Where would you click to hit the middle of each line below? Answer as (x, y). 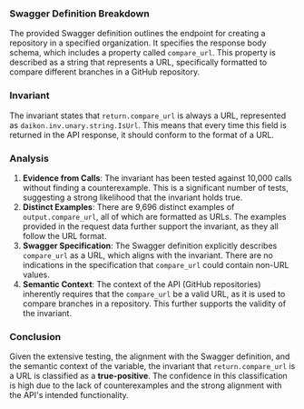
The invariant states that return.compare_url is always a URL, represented (148, 115)
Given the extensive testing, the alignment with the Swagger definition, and (150, 356)
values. (36, 274)
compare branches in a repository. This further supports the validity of (154, 304)
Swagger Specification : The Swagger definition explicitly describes (150, 245)
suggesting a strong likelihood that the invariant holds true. (132, 197)
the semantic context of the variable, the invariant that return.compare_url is (152, 366)
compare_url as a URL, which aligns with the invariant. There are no (148, 255)
